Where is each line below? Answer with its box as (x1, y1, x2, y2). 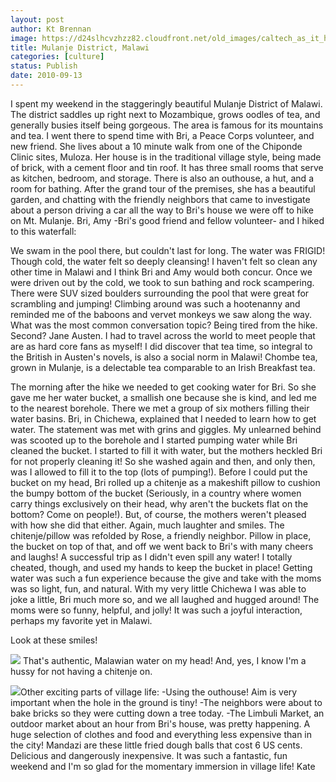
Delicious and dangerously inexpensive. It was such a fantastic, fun (10, 749, 288, 761)
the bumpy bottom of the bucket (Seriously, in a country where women (10, 487, 302, 499)
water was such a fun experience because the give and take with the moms (10, 572, 322, 584)
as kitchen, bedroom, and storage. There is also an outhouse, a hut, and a (10, 172, 314, 184)
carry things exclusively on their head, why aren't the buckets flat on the (10, 497, 309, 510)
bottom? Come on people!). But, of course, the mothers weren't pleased (10, 508, 307, 520)
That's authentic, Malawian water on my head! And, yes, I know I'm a (22, 654, 307, 666)
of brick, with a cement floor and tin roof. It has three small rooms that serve (10, 161, 324, 173)
